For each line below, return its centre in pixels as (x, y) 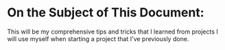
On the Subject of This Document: (106, 13)
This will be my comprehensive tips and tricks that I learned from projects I (113, 32)
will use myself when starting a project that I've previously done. (98, 38)
